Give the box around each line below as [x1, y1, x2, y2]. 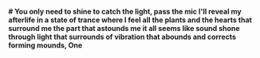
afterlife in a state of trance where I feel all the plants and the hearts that [8, 15, 253, 25]
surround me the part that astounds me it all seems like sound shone [8, 24, 241, 33]
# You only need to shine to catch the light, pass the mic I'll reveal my [8, 7, 242, 16]
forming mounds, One [8, 41, 82, 50]
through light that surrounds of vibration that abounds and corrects [8, 32, 237, 41]
